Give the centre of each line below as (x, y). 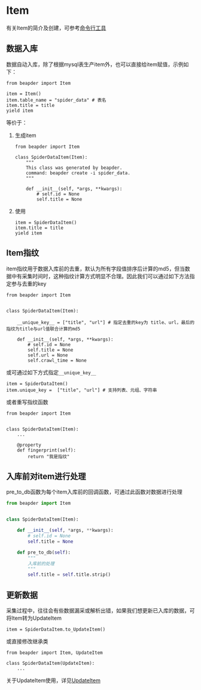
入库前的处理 (41, 563)
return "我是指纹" (49, 456)
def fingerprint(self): (47, 450)
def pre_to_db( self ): (44, 552)
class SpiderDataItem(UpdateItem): (51, 663)
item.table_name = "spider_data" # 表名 (56, 100)
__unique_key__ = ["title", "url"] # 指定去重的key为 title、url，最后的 (106, 322)
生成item (26, 135)
